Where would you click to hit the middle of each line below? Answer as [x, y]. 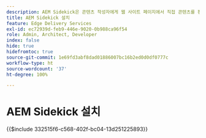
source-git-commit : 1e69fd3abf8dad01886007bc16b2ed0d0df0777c [87, 57]
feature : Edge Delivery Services [49, 23]
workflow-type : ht [30, 63]
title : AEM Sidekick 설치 [38, 18]
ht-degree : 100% [27, 74]
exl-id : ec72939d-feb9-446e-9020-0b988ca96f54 [67, 29]
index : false [23, 40]
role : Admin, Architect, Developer [52, 35]
